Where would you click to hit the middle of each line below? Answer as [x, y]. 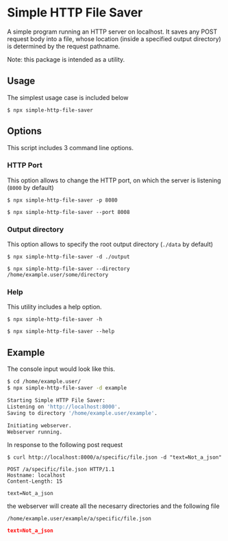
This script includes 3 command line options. [71, 147]
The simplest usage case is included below [68, 97]
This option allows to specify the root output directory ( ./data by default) [110, 244]
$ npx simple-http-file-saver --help [61, 332]
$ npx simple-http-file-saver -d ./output [68, 257]
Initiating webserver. [39, 425]
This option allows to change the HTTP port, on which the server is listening [114, 180]
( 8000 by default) [30, 187]
